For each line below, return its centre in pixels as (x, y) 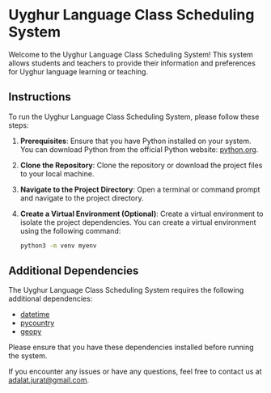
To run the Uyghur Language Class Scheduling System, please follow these (134, 116)
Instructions (40, 97)
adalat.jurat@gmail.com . (49, 380)
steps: (19, 125)
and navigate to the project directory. (82, 198)
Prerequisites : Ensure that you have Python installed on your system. (136, 141)
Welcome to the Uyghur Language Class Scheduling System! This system (131, 54)
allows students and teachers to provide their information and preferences (132, 63)
